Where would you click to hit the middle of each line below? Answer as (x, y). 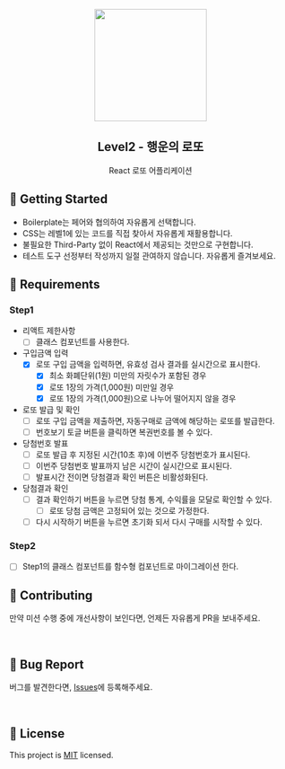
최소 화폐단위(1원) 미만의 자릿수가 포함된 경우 (128, 376)
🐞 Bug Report (47, 664)
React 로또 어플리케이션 (151, 170)
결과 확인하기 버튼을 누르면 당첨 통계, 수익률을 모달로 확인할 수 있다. (154, 499)
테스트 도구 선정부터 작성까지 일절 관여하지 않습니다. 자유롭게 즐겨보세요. (149, 255)
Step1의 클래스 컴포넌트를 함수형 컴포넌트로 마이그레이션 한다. (130, 567)
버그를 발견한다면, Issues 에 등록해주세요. (81, 687)
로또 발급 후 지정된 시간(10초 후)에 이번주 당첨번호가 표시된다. (143, 455)
